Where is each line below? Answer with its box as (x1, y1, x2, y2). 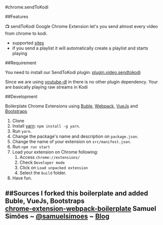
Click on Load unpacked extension (19, 165, 88, 171)
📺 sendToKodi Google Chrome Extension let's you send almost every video (5, 24, 158, 29)
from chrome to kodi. (5, 30, 48, 36)
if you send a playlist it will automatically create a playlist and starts (12, 45, 148, 51)
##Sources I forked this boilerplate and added (5, 189, 148, 198)
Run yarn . (12, 128, 32, 134)
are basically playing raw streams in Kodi (5, 84, 88, 90)
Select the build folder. (19, 170, 67, 175)
